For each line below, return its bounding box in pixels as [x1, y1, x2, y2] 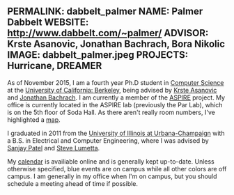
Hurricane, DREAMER [7, 60, 102, 72]
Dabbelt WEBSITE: [7, 17, 89, 29]
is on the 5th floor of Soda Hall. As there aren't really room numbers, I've [7, 108, 216, 116]
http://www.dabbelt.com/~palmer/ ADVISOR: [7, 27, 209, 39]
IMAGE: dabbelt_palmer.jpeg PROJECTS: [7, 49, 189, 61]
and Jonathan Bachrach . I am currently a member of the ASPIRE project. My [7, 93, 225, 102]
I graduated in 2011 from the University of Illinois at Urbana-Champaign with [7, 129, 225, 137]
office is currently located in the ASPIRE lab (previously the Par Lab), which [7, 100, 223, 109]
